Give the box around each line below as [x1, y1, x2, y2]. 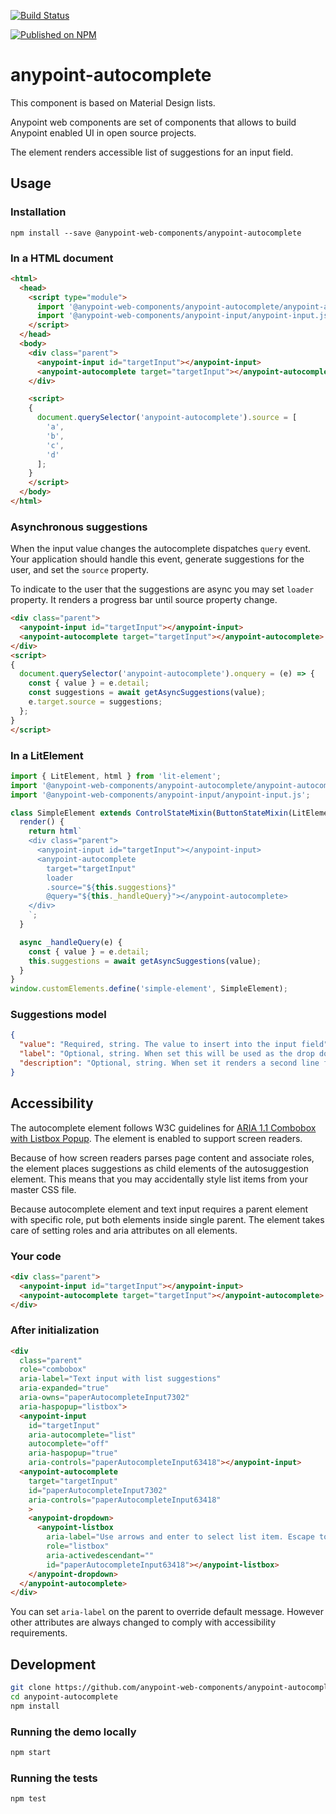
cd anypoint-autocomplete [10, 1692, 118, 1702]
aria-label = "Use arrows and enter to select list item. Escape [46, 1532, 315, 1542]
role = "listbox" [46, 1541, 110, 1552]
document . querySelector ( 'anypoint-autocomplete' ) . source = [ [36, 413, 298, 423]
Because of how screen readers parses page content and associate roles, [10, 1151, 315, 1164]
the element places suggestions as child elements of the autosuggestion [10, 1162, 309, 1174]
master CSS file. [10, 1183, 77, 1195]
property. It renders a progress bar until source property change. [10, 594, 278, 606]
